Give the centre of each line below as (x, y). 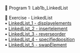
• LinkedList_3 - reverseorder (35, 34)
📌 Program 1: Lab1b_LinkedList (36, 8)
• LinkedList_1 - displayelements (38, 23)
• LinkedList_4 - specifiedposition (40, 39)
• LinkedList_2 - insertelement (36, 29)
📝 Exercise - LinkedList (29, 18)
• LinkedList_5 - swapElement (36, 45)
